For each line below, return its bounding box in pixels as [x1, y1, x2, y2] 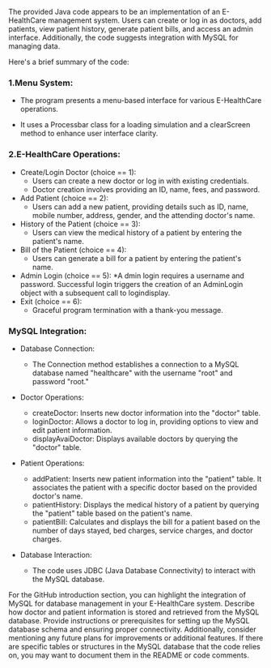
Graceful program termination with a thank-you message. [32, 305, 224, 315]
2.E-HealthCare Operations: [8, 149, 121, 161]
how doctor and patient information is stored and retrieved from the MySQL [8, 607, 260, 617]
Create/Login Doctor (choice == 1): [19, 167, 137, 177]
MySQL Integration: [8, 325, 87, 336]
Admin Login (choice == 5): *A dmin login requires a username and [19, 271, 245, 280]
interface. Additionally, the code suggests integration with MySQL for [8, 32, 239, 42]
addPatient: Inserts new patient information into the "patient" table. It [32, 473, 262, 483]
